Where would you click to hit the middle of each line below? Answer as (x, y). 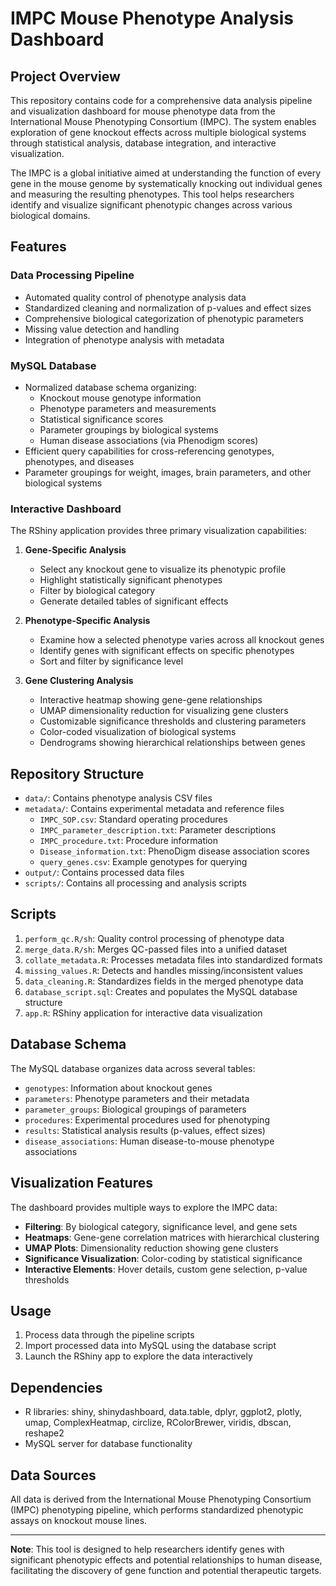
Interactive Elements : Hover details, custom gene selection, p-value (166, 1269)
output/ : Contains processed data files (104, 873)
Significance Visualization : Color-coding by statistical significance (163, 1258)
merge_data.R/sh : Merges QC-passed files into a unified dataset (156, 949)
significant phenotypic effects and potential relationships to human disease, (166, 1559)
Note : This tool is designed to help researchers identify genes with (147, 1549)
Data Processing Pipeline (72, 275)
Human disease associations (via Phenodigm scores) (149, 440)
